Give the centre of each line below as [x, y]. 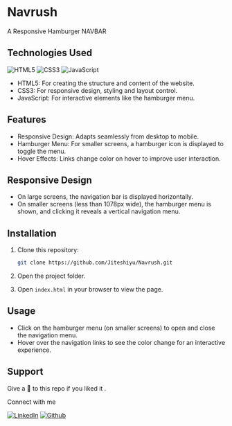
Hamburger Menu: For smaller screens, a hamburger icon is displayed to [120, 143]
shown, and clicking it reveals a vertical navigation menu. [99, 211]
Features [27, 119]
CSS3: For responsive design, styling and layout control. [97, 90]
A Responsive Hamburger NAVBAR [57, 31]
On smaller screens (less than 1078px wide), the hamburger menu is [114, 204]
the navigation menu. [47, 335]
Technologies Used [50, 53]
